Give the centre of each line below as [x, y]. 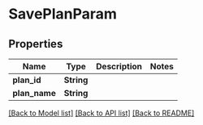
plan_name [35, 93]
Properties [36, 44]
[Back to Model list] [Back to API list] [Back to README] [101, 113]
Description [119, 67]
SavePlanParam [63, 14]
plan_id [27, 80]
